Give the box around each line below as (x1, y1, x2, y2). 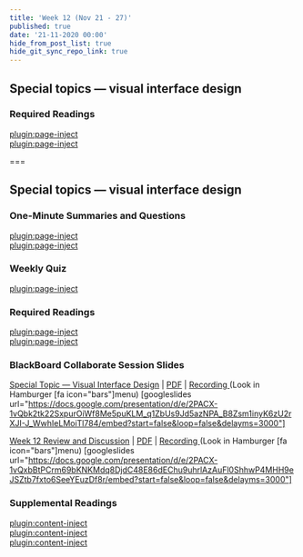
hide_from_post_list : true (9, 38, 112, 48)
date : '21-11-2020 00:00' (9, 30, 107, 39)
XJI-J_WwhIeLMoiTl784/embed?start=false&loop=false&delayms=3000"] (9, 418, 286, 429)
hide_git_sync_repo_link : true (9, 47, 128, 56)
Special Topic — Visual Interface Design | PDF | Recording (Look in (9, 379, 260, 391)
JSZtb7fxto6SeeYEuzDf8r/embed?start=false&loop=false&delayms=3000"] (9, 474, 293, 485)
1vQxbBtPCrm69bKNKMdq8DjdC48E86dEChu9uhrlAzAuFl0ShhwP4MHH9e (9, 464, 294, 475)
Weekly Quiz (9, 263, 67, 275)
